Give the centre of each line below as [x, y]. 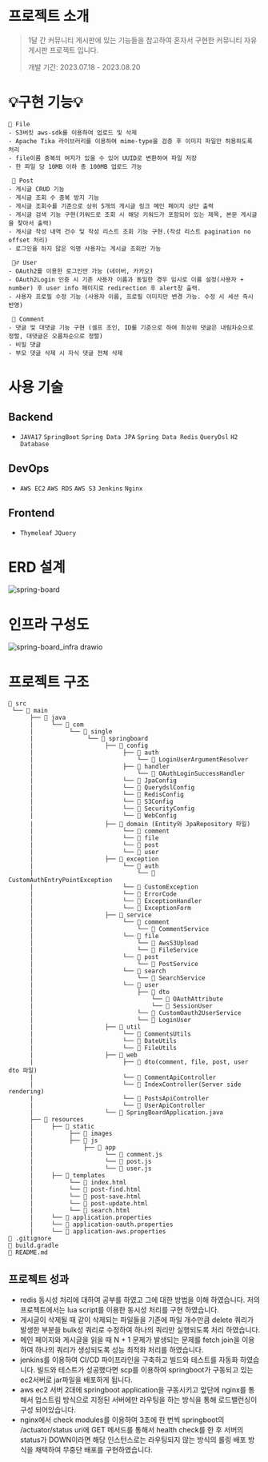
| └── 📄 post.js [90, 1162]
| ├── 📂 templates [67, 1176]
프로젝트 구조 [49, 682]
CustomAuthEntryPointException [60, 881]
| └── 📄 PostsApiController [119, 1099]
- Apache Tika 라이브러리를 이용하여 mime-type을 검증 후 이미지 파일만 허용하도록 [131, 141]
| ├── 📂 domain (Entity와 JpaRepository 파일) [140, 825]
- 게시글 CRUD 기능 [36, 189]
